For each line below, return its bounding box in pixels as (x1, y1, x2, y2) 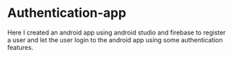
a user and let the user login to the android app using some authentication (7, 35, 223, 44)
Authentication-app (7, 5, 127, 21)
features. (7, 43, 34, 51)
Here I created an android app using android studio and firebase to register (7, 28, 226, 37)
